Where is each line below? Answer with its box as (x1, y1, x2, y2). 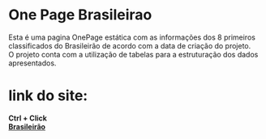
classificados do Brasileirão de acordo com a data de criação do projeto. (8, 40, 251, 50)
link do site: (8, 86, 88, 105)
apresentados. (8, 58, 57, 68)
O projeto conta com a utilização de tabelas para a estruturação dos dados (8, 49, 259, 59)
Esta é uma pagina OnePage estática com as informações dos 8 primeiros (8, 32, 255, 42)
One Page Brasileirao (8, 6, 152, 24)
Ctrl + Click (8, 113, 47, 123)
